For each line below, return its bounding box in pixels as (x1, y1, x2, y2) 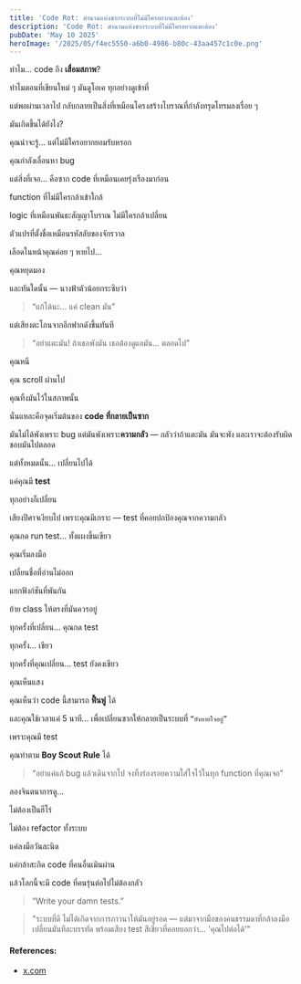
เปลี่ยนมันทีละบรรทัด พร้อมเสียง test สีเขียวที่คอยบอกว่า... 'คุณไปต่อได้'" (31, 924, 251, 935)
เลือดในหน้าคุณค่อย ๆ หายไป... (9, 246, 102, 257)
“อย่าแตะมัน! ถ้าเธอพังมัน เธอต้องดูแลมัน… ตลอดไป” (31, 338, 190, 349)
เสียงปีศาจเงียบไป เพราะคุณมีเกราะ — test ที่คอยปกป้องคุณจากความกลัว (9, 512, 227, 523)
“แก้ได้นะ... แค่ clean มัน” (31, 301, 116, 312)
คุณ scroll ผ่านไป (9, 374, 66, 385)
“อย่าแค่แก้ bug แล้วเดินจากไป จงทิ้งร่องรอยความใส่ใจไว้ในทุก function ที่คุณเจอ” (31, 768, 284, 779)
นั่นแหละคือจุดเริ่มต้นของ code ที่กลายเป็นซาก (9, 411, 150, 422)
